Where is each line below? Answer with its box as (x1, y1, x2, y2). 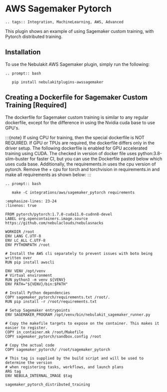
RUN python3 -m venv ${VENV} (5, 277, 66, 282)
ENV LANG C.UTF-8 (5, 233, 41, 238)
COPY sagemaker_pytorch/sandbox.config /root (5, 334, 101, 339)
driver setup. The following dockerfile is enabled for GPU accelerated (5, 145, 148, 151)
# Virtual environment (5, 273, 52, 278)
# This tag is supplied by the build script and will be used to (5, 356, 144, 361)
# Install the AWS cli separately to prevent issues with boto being (5, 251, 153, 256)
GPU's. (5, 125, 20, 131)
